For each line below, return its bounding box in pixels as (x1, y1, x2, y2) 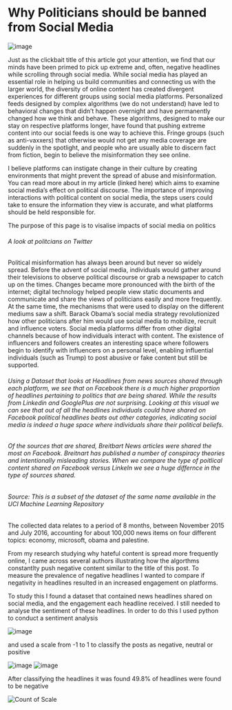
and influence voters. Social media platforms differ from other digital (8, 324, 202, 333)
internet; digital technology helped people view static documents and (8, 288, 204, 296)
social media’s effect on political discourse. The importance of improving (8, 186, 214, 194)
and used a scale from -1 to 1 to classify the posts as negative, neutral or (8, 640, 213, 649)
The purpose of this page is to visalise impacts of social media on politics (8, 221, 216, 229)
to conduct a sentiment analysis (8, 614, 98, 622)
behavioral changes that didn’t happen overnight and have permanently (8, 107, 211, 115)
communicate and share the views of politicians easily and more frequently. (8, 295, 222, 304)
